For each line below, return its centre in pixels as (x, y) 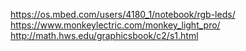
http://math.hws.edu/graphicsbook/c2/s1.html (104, 35)
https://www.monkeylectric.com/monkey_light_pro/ (115, 25)
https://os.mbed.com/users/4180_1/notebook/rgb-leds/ (123, 14)
